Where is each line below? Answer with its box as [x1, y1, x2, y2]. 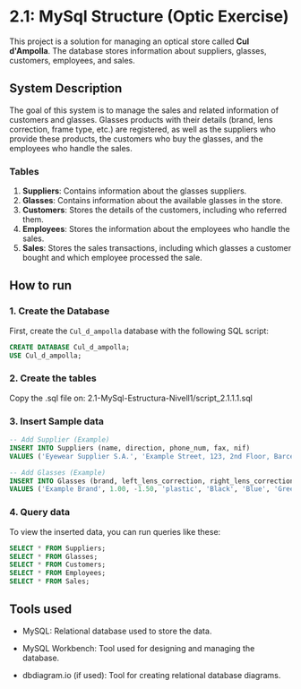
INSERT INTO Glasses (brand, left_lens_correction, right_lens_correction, [9, 477, 298, 486]
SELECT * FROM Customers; [9, 560, 106, 570]
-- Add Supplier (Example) [9, 435, 110, 444]
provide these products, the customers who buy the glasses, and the [9, 133, 263, 144]
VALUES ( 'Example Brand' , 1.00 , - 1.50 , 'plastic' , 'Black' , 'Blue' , [9, 485, 271, 494]
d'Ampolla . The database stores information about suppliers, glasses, [9, 45, 267, 56]
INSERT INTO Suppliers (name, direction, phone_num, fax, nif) [9, 444, 251, 452]
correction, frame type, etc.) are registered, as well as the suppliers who [9, 124, 276, 134]
